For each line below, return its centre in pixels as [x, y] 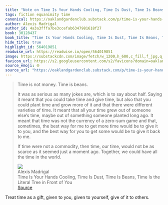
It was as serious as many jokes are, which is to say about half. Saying [90, 94]
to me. [24, 136]
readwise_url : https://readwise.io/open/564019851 [59, 51]
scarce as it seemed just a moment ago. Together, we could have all [87, 151]
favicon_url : [19, 61]
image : [12, 56]
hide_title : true [23, 42]
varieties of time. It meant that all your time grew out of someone [84, 110]
